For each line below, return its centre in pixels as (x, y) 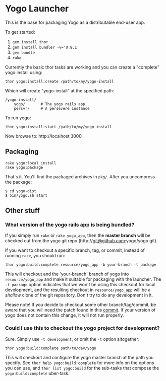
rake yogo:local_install (31, 163)
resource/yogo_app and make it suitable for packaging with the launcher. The (83, 279)
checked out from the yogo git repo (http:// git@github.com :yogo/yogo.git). (81, 241)
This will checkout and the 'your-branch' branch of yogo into (67, 274)
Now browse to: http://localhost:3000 (43, 136)
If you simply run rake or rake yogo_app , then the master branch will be (78, 235)
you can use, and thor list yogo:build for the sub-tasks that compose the (82, 368)
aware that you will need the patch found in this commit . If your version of (81, 310)
